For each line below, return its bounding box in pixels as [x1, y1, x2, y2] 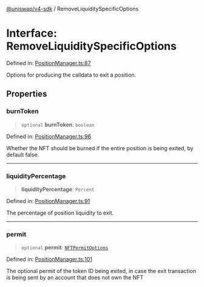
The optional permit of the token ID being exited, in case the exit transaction [6, 268, 196, 275]
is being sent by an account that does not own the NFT [6, 274, 144, 282]
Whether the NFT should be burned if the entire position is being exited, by [6, 144, 194, 151]
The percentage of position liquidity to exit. [6, 209, 114, 216]
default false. [6, 151, 39, 158]
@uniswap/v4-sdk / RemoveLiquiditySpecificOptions [6, 5, 139, 12]
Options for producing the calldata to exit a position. [6, 71, 137, 78]
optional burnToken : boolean [21, 121, 95, 128]
